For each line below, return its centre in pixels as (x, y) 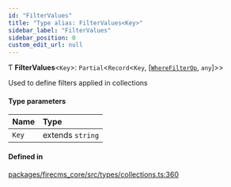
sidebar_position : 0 (42, 38)
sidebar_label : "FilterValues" (60, 30)
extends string (71, 135)
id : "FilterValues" (40, 15)
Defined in (26, 156)
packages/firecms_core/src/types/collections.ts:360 (94, 174)
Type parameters (37, 101)
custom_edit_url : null (45, 45)
